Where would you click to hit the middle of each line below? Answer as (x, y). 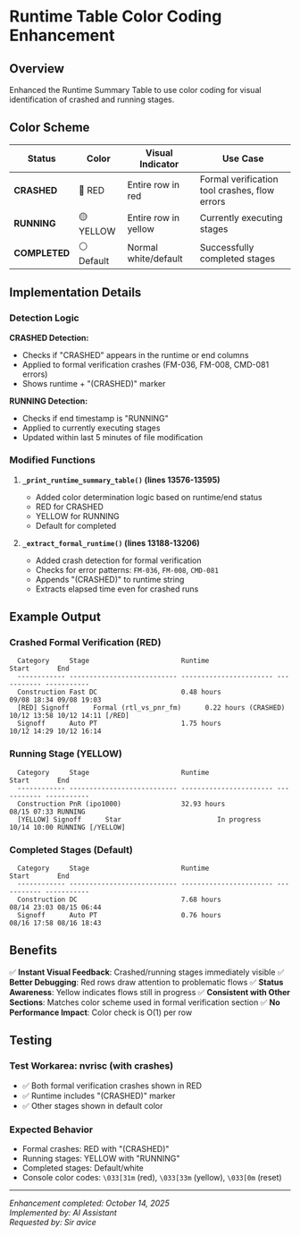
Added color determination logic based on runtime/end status (149, 497)
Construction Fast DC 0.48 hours (119, 692)
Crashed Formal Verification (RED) (85, 643)
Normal (143, 248)
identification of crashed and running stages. (92, 99)
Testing (31, 1040)
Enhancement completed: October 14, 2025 (89, 1203)
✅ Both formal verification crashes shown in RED (112, 1086)
